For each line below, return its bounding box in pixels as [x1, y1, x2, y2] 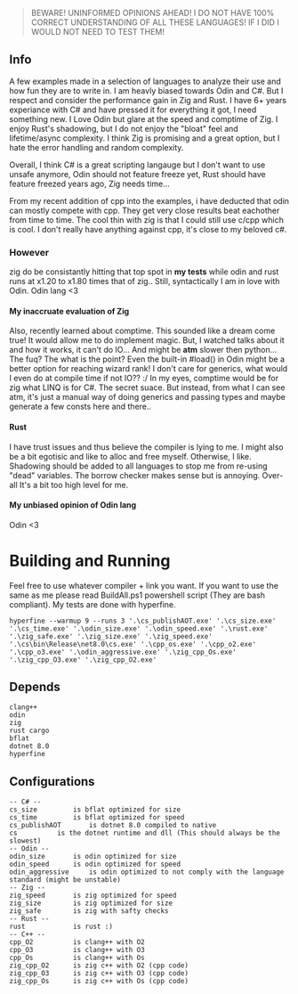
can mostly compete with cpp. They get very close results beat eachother [9, 205, 280, 216]
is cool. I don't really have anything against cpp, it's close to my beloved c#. [9, 224, 287, 234]
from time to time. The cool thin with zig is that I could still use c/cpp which [9, 214, 285, 225]
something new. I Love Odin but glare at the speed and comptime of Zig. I [9, 113, 278, 124]
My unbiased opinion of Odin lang [9, 500, 137, 510]
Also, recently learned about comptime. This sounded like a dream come [9, 325, 276, 337]
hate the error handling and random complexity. [9, 142, 184, 152]
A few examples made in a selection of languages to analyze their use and [9, 76, 282, 86]
